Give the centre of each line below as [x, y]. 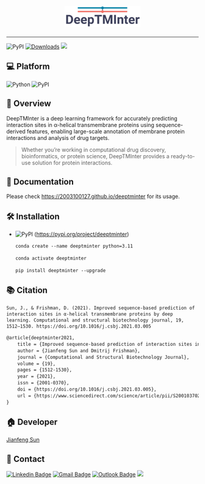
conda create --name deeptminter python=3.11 [74, 246]
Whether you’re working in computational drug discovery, [94, 150]
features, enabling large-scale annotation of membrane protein [106, 131]
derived [16, 131]
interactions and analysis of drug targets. [58, 137]
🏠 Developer [32, 422]
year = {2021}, [37, 376]
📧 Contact [26, 459]
